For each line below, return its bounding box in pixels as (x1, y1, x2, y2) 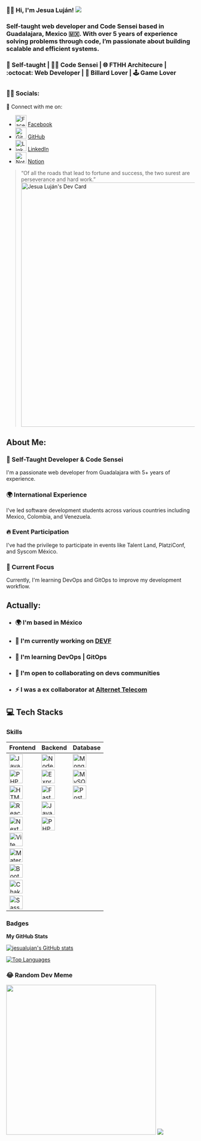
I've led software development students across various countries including (6, 507, 190, 514)
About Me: (6, 437, 47, 447)
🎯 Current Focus (6, 562, 54, 571)
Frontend (9, 743, 36, 752)
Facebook (28, 121, 53, 128)
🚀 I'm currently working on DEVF (14, 637, 112, 645)
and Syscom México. (6, 547, 58, 555)
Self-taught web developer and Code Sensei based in (6, 22, 165, 30)
